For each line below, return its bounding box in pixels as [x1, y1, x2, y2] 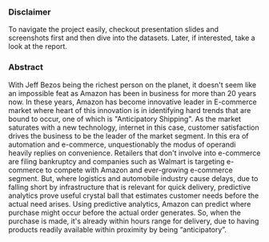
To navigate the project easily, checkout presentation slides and [8, 25, 219, 34]
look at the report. [8, 42, 68, 51]
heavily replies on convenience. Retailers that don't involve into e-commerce [8, 147, 261, 158]
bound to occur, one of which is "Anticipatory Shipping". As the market [8, 114, 242, 123]
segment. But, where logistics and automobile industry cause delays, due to [8, 173, 259, 183]
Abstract [8, 62, 44, 73]
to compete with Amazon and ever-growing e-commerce [45, 165, 234, 175]
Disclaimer [8, 6, 51, 18]
